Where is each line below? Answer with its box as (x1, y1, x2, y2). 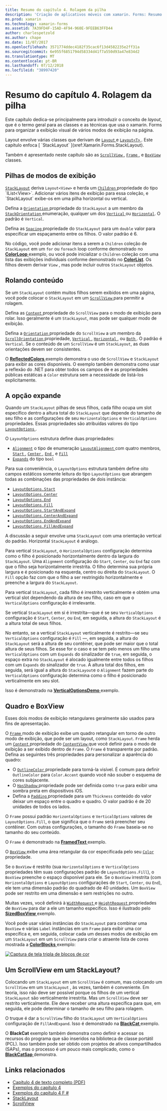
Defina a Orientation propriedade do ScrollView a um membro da (5, 330, 141, 336)
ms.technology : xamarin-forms (5, 21, 68, 26)
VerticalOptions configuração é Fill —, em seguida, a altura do (5, 635, 138, 641)
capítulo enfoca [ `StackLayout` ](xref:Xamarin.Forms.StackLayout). (5, 142, 144, 148)
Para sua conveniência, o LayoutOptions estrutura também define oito (5, 465, 148, 471)
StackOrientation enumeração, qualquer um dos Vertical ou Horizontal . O (5, 210, 161, 216)
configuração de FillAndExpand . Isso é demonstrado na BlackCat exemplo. (5, 1020, 160, 1026)
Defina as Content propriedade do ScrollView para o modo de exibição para (5, 309, 161, 315)
